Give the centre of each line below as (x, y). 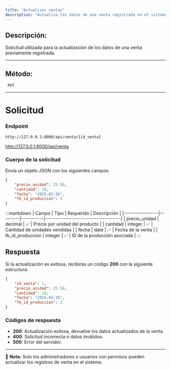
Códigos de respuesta (33, 320)
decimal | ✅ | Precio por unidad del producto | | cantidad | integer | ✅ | (79, 224)
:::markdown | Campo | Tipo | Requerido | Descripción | (63, 213)
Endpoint (17, 126)
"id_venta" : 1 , (31, 283)
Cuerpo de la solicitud (33, 159)
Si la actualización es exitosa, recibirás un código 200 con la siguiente (79, 264)
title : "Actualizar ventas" (35, 10)
